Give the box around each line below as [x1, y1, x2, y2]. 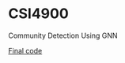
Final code [8, 46, 43, 55]
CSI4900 [8, 5, 69, 23]
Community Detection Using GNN [8, 31, 118, 40]
